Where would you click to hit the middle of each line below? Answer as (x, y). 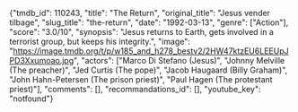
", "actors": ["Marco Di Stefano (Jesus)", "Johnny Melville (179, 60)
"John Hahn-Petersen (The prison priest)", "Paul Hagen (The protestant (141, 79)
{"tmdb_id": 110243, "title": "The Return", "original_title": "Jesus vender (140, 13)
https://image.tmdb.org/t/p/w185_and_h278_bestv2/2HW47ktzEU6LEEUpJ (151, 51)
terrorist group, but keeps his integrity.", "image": (100, 41)
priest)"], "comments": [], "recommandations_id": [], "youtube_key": (136, 89)
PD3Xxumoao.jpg (42, 60)
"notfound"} (31, 99)
